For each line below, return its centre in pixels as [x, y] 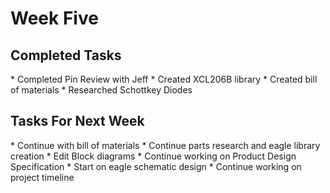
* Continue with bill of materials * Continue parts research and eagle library [165, 145]
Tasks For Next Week [77, 121]
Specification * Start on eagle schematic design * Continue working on [156, 166]
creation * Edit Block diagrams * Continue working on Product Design [153, 156]
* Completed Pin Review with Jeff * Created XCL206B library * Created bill [164, 79]
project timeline [42, 177]
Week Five [54, 18]
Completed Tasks [66, 55]
